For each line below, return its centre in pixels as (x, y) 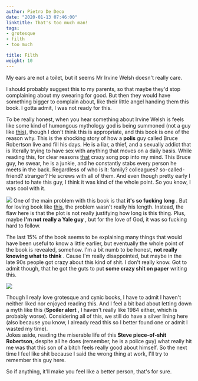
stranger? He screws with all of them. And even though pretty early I (107, 175)
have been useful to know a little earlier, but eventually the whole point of (95, 243)
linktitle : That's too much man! (47, 22)
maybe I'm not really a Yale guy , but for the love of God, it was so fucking (97, 219)
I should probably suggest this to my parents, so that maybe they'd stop (93, 89)
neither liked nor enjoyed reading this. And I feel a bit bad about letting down (99, 303)
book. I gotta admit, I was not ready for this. (59, 108)
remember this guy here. (36, 360)
